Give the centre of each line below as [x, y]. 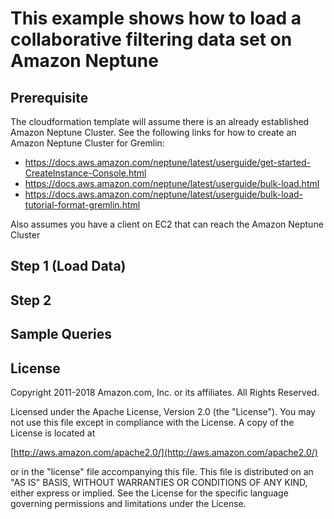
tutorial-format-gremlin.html [82, 205]
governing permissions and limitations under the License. [128, 503]
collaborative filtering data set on [151, 39]
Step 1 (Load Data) [68, 266]
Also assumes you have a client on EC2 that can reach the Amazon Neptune [167, 224]
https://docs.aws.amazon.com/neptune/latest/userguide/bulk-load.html [172, 183]
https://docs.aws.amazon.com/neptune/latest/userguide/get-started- [167, 162]
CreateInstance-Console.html [85, 173]
